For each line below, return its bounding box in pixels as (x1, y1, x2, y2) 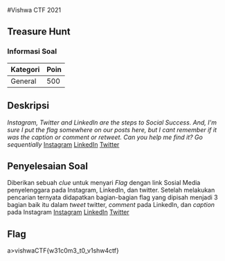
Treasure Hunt (7, 26, 71, 37)
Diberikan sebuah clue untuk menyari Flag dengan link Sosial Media (7, 179, 201, 187)
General (10, 76, 37, 86)
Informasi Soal (7, 46, 57, 56)
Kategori (10, 64, 40, 74)
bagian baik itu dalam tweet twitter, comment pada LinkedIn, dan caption (7, 201, 215, 209)
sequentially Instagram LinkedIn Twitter (7, 140, 120, 148)
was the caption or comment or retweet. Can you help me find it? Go (7, 133, 203, 141)
